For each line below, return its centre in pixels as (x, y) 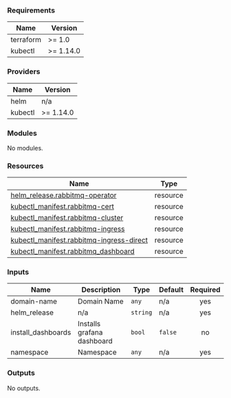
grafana (90, 332)
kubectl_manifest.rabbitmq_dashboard (73, 252)
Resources (25, 166)
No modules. (25, 148)
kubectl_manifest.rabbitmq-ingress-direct (79, 240)
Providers (24, 72)
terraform (26, 40)
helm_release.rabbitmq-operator (64, 195)
